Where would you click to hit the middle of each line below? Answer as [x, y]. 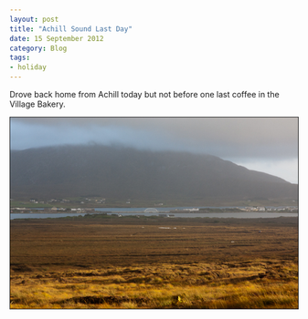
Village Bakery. [37, 104]
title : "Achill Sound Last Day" [71, 29]
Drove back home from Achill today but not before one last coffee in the [145, 94]
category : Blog [38, 48]
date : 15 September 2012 [57, 38]
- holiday [28, 67]
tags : [20, 58]
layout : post [34, 19]
